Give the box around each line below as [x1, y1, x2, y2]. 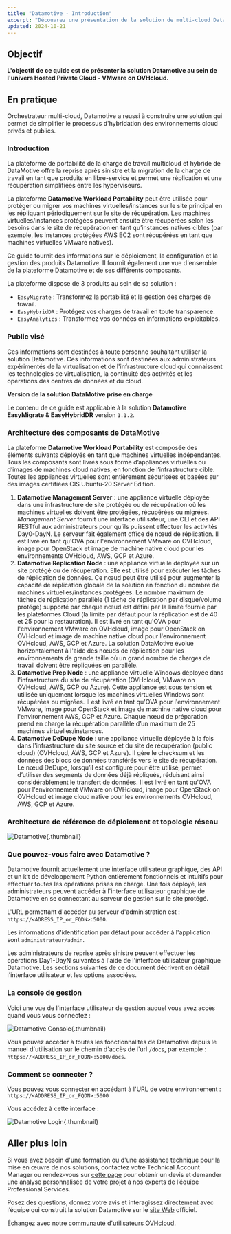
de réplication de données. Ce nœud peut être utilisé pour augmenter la [16, 573, 221, 581]
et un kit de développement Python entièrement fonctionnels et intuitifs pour [7, 873, 223, 881]
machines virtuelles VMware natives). [7, 238, 113, 247]
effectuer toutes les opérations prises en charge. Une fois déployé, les [7, 880, 206, 888]
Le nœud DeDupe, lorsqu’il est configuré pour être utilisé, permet [16, 763, 203, 772]
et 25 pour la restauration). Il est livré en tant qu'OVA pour [16, 617, 181, 625]
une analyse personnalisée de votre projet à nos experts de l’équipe [7, 1178, 199, 1186]
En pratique [7, 93, 58, 105]
